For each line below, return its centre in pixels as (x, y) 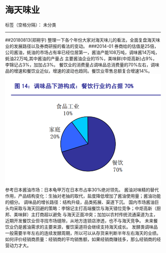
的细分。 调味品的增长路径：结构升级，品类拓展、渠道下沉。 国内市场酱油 (80, 202)
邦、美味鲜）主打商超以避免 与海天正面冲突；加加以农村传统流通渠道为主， (82, 214)
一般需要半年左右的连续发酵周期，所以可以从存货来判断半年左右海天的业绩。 (83, 233)
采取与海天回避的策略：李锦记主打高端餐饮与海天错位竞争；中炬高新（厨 (87, 208)
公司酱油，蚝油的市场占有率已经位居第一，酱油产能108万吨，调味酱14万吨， (82, 52)
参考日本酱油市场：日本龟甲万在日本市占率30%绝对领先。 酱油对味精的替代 (82, 190)
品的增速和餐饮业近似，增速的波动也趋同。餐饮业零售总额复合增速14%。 (79, 71)
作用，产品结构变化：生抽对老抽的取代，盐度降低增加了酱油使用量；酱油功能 (83, 196)
